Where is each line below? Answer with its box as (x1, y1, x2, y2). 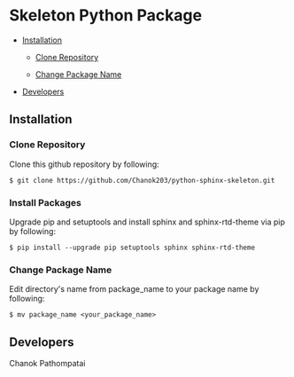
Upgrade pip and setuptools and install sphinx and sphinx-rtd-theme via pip (9, 216, 286, 227)
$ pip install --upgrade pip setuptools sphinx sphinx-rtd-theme (9, 243, 255, 252)
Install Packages (9, 196, 81, 208)
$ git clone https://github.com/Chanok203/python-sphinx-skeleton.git (9, 176, 275, 185)
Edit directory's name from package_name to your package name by (9, 284, 259, 295)
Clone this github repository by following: (9, 159, 159, 169)
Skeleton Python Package (9, 5, 202, 26)
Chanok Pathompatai (9, 358, 86, 369)
